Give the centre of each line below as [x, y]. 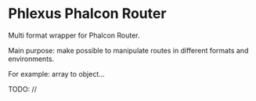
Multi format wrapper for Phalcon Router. [74, 35]
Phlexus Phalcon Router [87, 14]
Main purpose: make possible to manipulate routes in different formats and [128, 50]
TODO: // [23, 89]
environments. [31, 59]
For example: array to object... [57, 74]
